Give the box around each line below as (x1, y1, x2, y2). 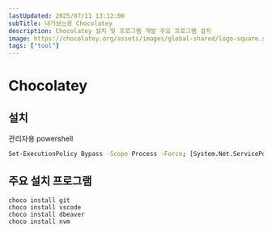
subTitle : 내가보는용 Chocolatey (8, 19, 113, 27)
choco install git (8, 196, 70, 205)
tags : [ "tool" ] (8, 42, 60, 50)
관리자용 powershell (8, 134, 74, 144)
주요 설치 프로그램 (8, 175, 92, 188)
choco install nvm (8, 217, 70, 226)
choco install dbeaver (8, 210, 85, 218)
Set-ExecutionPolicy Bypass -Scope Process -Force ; (8, 150, 186, 158)
